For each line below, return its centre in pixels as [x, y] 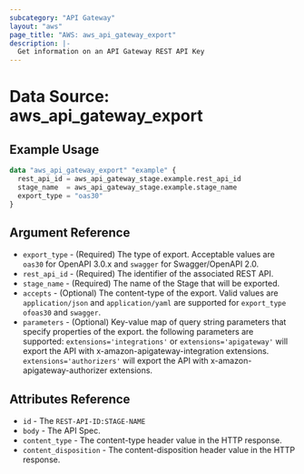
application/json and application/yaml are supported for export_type [154, 303]
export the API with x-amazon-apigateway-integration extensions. [146, 351]
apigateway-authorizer [65, 370]
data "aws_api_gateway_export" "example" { [93, 171]
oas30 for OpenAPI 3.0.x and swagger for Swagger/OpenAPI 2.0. [141, 264]
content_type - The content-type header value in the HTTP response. [152, 440]
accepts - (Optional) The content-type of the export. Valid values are [150, 293]
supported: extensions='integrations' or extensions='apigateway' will [155, 341]
